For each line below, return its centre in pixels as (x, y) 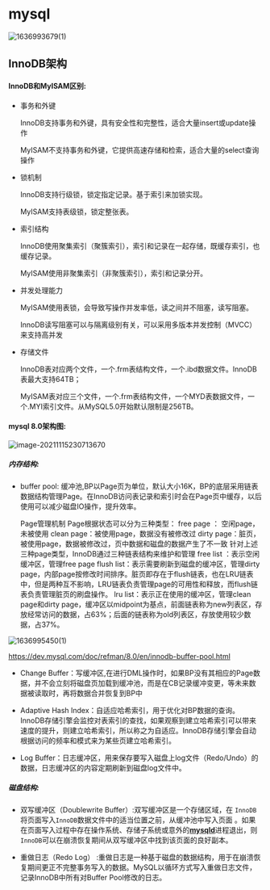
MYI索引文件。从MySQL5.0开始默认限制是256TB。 (114, 406)
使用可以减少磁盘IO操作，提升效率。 (80, 506)
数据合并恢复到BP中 (109, 693)
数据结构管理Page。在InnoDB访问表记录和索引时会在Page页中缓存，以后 (141, 496)
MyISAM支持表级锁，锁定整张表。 (77, 212)
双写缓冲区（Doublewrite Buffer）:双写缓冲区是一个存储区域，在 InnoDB (138, 809)
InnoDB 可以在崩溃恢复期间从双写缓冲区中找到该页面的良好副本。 (126, 840)
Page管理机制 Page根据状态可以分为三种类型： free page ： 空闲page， (139, 523)
